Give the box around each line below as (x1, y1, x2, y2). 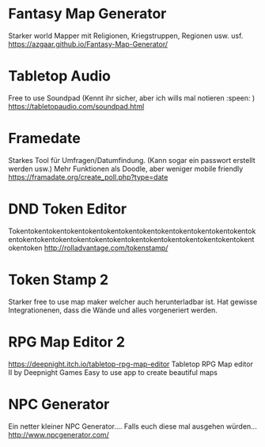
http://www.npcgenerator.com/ (8, 430, 109, 439)
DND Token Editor (8, 200, 127, 218)
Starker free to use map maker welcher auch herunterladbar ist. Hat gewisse (8, 297, 258, 306)
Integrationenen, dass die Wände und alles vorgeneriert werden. (8, 305, 218, 315)
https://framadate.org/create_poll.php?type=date (8, 172, 168, 182)
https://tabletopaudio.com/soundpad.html (8, 101, 145, 111)
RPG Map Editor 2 (8, 333, 125, 350)
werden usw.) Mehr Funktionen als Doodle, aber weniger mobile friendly (8, 164, 244, 173)
